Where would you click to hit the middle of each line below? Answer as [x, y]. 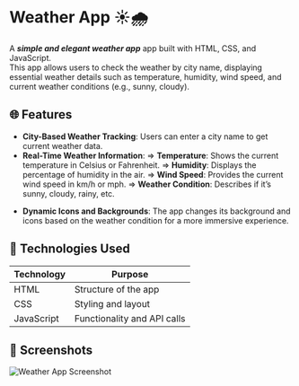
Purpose [130, 274]
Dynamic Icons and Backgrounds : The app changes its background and [156, 211]
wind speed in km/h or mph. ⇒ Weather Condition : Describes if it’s [147, 184]
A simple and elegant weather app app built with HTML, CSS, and [133, 48]
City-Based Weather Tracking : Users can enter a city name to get [145, 136]
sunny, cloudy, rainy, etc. [68, 193]
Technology [40, 274]
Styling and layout [113, 303]
